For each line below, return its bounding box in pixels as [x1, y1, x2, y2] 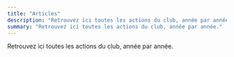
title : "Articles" [7, 10, 61, 17]
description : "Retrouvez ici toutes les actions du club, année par [7, 17, 210, 24]
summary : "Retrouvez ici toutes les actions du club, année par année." [7, 23, 223, 30]
